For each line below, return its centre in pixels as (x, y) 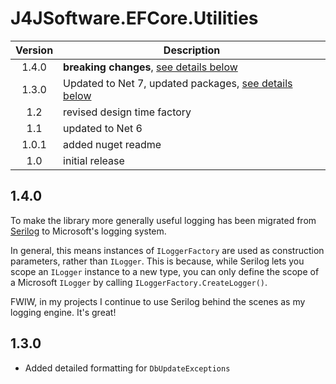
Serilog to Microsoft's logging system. (88, 231)
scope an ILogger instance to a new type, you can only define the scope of (165, 271)
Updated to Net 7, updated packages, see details (178, 83)
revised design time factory (127, 112)
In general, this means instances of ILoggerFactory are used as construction (167, 250)
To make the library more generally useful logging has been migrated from (163, 220)
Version (34, 50)
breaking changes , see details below (150, 67)
